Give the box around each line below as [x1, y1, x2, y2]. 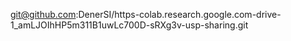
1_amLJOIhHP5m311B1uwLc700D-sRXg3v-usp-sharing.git [10, 19, 249, 31]
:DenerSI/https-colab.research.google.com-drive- [75, 9, 282, 20]
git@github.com [10, 9, 77, 20]
